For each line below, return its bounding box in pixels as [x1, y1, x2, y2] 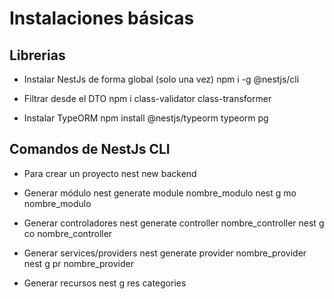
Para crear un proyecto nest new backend [23, 167, 197, 179]
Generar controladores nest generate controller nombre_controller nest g [23, 217, 325, 229]
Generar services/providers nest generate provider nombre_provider [23, 247, 307, 259]
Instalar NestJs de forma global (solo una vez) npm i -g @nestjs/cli [23, 73, 300, 85]
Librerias [9, 47, 66, 64]
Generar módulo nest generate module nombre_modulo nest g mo [23, 187, 297, 199]
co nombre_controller [23, 227, 113, 239]
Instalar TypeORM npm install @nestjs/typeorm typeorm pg [23, 112, 269, 124]
